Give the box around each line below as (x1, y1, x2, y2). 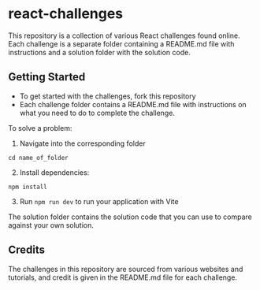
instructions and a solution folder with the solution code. (8, 47, 191, 57)
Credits (8, 244, 46, 257)
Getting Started (8, 70, 86, 84)
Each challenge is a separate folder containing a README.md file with (8, 39, 235, 48)
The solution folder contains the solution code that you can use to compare (8, 212, 252, 221)
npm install (8, 183, 47, 191)
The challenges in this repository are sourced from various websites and (8, 264, 243, 273)
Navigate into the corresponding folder (19, 139, 146, 148)
